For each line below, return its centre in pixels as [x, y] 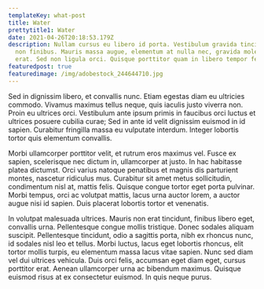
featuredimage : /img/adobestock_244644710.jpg [86, 74]
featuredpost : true [40, 67]
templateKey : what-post [47, 15]
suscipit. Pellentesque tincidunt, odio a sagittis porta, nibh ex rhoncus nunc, [131, 235]
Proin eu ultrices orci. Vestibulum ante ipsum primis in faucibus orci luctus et [132, 113]
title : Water [29, 23]
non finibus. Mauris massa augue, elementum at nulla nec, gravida [128, 52]
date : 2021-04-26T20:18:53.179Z [61, 37]
